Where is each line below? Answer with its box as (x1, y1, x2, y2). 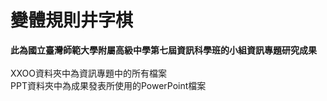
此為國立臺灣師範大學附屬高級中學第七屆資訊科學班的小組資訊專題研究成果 (10, 44, 317, 56)
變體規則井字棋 (10, 9, 134, 32)
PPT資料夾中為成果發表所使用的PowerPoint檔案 (10, 79, 207, 91)
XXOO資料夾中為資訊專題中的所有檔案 (10, 67, 168, 79)
